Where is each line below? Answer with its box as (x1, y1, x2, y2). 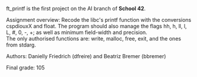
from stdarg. (6, 41, 37, 48)
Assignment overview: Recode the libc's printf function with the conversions (6, 16, 192, 23)
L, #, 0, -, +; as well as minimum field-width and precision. (6, 29, 147, 36)
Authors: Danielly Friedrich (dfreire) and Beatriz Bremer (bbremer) (6, 53, 166, 59)
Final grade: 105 (6, 64, 45, 71)
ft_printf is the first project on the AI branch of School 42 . (6, 5, 146, 12)
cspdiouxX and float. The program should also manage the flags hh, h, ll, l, (6, 23, 187, 29)
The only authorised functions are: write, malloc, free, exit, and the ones (6, 35, 182, 42)
